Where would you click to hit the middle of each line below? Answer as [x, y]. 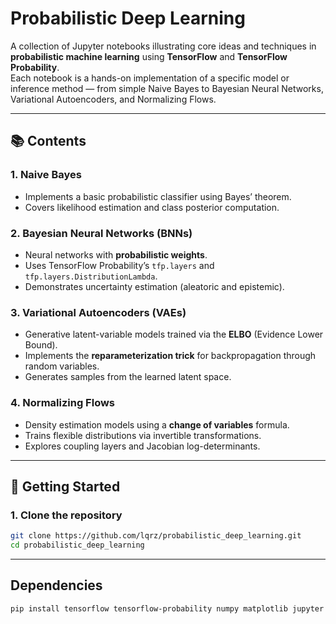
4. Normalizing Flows [63, 403]
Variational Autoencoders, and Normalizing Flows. [113, 99]
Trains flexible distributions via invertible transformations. [143, 435]
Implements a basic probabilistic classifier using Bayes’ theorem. [158, 196]
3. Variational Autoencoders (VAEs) [98, 312]
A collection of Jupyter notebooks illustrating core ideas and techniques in [163, 46]
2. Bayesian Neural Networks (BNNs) [101, 233]
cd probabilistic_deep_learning [77, 545]
